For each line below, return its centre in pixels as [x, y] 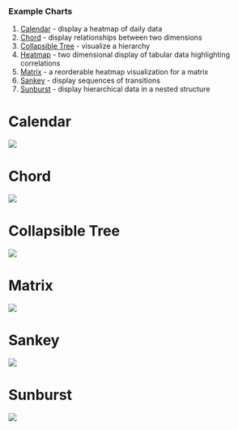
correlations [40, 63]
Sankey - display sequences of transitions [90, 81]
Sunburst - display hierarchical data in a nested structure [115, 89]
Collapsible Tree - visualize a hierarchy [85, 46]
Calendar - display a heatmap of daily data [91, 29]
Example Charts [40, 11]
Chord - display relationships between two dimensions [111, 37]
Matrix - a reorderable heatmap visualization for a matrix [114, 72]
